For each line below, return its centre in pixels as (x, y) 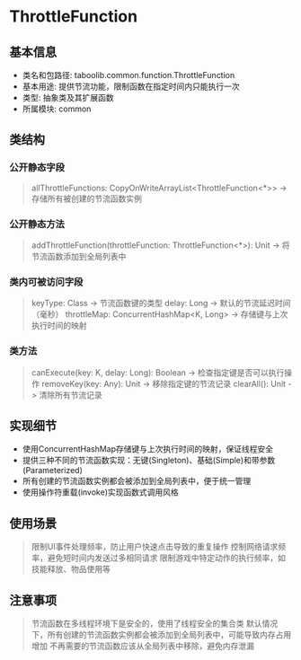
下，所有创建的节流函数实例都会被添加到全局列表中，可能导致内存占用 (161, 635)
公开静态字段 (37, 168)
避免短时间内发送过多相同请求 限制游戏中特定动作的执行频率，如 (166, 558)
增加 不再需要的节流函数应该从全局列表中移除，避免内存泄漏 (142, 646)
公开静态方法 (37, 224)
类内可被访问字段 (46, 282)
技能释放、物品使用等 (71, 569)
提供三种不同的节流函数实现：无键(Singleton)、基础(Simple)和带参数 (149, 461)
